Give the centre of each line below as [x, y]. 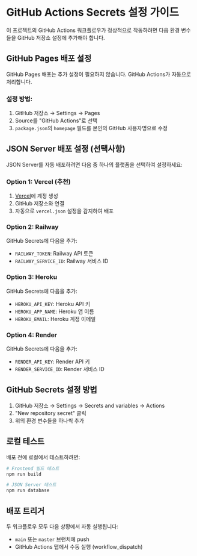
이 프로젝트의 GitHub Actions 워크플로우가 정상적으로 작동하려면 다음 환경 [93, 30]
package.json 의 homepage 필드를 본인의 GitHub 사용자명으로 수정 [91, 128]
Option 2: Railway [32, 227]
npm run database [28, 491]
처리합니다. [19, 81]
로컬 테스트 [26, 441]
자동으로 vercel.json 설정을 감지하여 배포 [64, 211]
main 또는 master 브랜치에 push [52, 539]
